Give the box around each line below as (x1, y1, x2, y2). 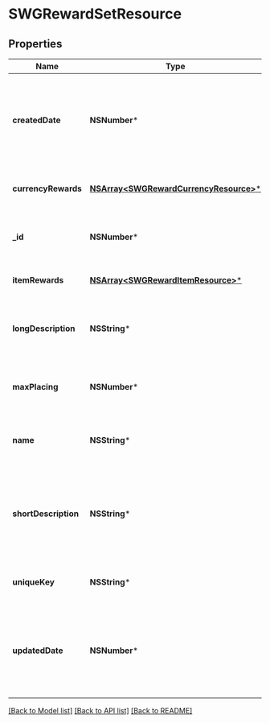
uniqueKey (12, 576, 55, 588)
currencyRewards (12, 183, 83, 194)
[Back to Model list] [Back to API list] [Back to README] (8, 706, 193, 715)
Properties (8, 37, 63, 51)
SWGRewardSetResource (8, 5, 182, 23)
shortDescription (12, 508, 79, 519)
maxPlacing (12, 382, 59, 392)
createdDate (12, 114, 61, 126)
